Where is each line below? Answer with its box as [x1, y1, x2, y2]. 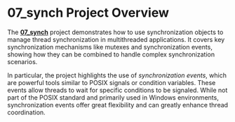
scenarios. [7, 57, 38, 66]
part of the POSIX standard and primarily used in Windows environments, [7, 93, 219, 102]
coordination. [7, 108, 46, 116]
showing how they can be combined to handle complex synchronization [7, 50, 215, 59]
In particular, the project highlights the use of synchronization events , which [7, 71, 227, 79]
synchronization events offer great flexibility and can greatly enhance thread [7, 100, 229, 109]
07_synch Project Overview [7, 5, 170, 21]
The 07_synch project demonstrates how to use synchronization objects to [7, 28, 224, 36]
